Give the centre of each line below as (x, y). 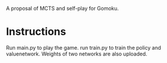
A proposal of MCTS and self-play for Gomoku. (63, 8)
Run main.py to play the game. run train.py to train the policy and (83, 47)
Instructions (36, 32)
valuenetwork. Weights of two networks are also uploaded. (77, 54)
